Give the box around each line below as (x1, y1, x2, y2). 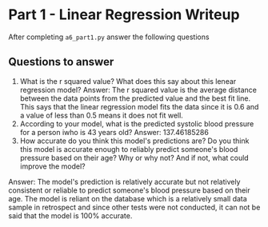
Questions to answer (8, 55, 114, 69)
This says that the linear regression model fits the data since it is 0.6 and (19, 102, 259, 111)
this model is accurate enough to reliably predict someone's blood (19, 144, 238, 153)
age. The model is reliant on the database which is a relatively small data (8, 193, 248, 203)
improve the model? (19, 161, 86, 171)
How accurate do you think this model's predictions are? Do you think (19, 136, 250, 145)
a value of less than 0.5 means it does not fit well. (19, 110, 184, 120)
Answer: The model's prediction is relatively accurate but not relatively (8, 177, 241, 186)
